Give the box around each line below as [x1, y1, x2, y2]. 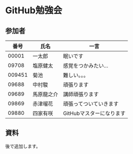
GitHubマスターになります [63, 110, 126, 117]
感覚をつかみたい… [63, 62, 109, 69]
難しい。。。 [63, 72, 89, 79]
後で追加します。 [5, 143, 41, 149]
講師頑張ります [63, 91, 99, 98]
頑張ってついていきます [63, 100, 119, 107]
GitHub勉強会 [5, 5, 62, 16]
